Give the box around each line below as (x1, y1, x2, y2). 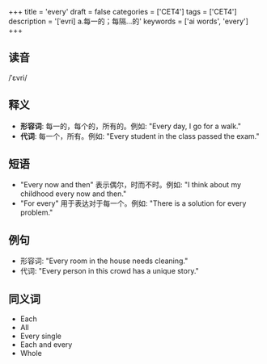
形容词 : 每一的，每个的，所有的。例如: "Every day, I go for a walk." (19, 121, 241, 131)
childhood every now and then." (19, 189, 127, 199)
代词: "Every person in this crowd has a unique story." (19, 266, 200, 276)
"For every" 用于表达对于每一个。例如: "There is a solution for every (19, 199, 247, 208)
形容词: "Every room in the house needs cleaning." (19, 256, 189, 266)
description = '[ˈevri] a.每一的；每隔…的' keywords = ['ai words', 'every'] (8, 16, 249, 26)
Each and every (19, 340, 73, 349)
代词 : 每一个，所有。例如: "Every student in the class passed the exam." (19, 131, 261, 140)
